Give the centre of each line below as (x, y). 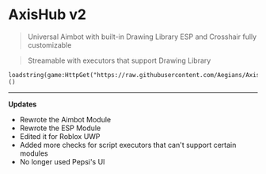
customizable (49, 44)
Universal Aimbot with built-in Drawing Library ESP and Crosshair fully (142, 37)
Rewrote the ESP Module (60, 128)
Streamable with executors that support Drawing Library (119, 60)
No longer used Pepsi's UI (62, 161)
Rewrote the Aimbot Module (65, 119)
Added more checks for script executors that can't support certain (128, 145)
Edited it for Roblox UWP (60, 136)
